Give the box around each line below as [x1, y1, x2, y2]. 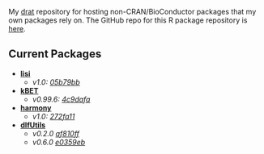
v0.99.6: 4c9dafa [32, 94, 91, 104]
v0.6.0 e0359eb [32, 137, 86, 147]
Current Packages [8, 48, 102, 61]
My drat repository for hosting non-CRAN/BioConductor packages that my [8, 7, 257, 16]
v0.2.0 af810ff [32, 128, 79, 138]
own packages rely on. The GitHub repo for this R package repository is [8, 15, 248, 25]
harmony [19, 102, 52, 112]
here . [8, 24, 26, 33]
